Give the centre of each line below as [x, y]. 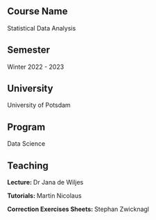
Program [26, 127]
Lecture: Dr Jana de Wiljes [45, 183]
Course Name [37, 11]
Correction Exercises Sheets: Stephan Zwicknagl [78, 209]
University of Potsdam [39, 105]
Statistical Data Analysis [42, 28]
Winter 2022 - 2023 [36, 67]
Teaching [28, 166]
